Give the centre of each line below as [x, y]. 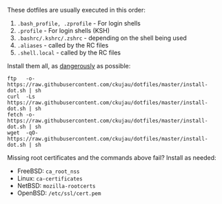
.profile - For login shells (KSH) [63, 31]
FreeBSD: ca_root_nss [48, 171]
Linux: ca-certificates [50, 178]
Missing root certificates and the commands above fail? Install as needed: [112, 157]
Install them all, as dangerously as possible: [69, 66]
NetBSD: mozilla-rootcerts [57, 186]
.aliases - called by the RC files [63, 45]
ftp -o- [21, 79]
